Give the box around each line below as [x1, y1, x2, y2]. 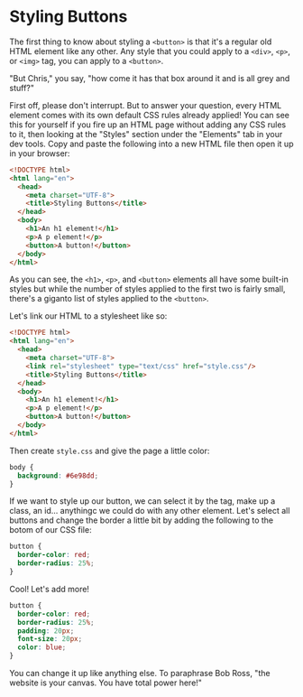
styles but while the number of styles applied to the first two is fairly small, [9, 283, 286, 294]
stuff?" [9, 82, 34, 93]
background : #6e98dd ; [17, 471, 99, 480]
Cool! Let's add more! [9, 583, 90, 594]
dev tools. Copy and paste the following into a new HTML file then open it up [9, 138, 294, 149]
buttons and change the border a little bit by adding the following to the [9, 515, 274, 525]
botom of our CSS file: [9, 525, 92, 535]
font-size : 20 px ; [17, 635, 83, 644]
